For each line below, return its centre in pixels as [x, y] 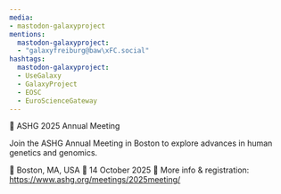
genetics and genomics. [54, 153]
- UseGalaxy [40, 76]
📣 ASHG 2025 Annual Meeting [65, 126]
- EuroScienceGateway [58, 101]
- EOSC [29, 92]
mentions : [28, 34]
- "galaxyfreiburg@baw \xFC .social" [83, 51]
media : [21, 17]
